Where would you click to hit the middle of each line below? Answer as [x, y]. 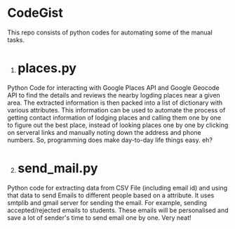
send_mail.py [58, 168]
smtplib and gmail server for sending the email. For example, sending [107, 202]
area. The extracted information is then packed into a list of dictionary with [115, 103]
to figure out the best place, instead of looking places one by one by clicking [118, 125]
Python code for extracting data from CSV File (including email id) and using [117, 188]
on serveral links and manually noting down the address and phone [104, 132]
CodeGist [35, 13]
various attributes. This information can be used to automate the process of [116, 110]
